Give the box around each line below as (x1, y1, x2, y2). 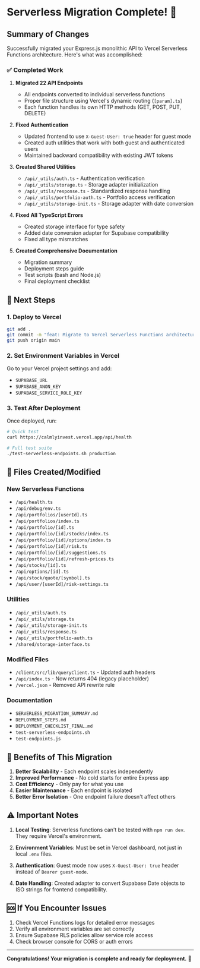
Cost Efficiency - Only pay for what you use (15, 781, 124, 788)
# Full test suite (7, 445, 52, 451)
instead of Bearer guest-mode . (15, 868, 88, 875)
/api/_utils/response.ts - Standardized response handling (24, 187, 170, 195)
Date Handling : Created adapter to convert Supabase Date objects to (15, 879, 185, 887)
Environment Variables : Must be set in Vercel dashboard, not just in (15, 844, 182, 851)
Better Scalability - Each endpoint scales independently (15, 768, 153, 775)
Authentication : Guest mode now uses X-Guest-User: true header (15, 862, 179, 869)
